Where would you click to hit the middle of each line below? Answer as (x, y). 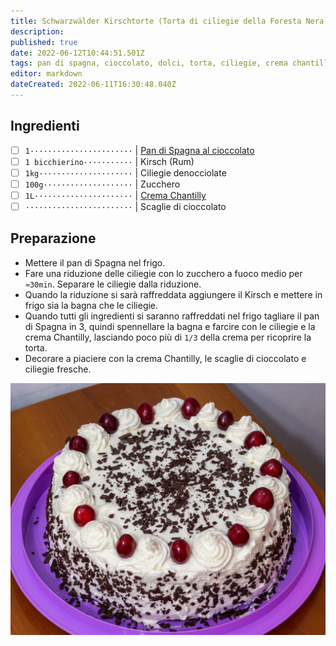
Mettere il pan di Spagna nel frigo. (95, 262)
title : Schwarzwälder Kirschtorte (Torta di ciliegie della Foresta (156, 21)
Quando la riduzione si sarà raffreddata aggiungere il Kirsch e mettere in (173, 294)
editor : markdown (46, 74)
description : (37, 31)
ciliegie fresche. (58, 369)
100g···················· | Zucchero (102, 184)
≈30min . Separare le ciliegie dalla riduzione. (113, 284)
